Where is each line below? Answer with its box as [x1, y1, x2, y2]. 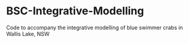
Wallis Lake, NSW [6, 30, 50, 37]
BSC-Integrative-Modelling [6, 4, 144, 18]
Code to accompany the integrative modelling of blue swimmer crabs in [6, 24, 183, 31]
